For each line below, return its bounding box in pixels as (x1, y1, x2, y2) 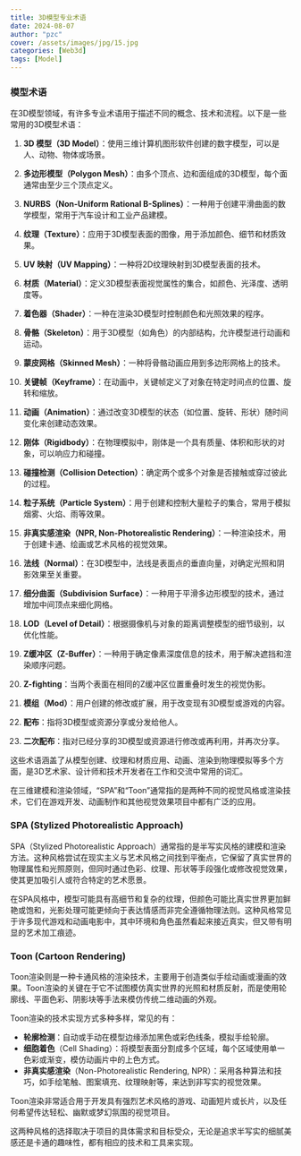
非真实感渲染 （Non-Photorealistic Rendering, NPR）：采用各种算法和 (22, 1065, 275, 1075)
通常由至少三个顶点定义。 (22, 180, 118, 191)
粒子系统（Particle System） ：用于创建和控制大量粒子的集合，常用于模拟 (22, 498, 291, 509)
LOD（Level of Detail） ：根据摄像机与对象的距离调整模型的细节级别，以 (22, 619, 285, 629)
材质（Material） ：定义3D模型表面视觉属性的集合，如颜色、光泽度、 (22, 278, 273, 289)
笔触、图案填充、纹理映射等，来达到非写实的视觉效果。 (62, 1076, 266, 1087)
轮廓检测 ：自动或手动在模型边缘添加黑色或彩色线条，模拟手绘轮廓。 (22, 1032, 274, 1042)
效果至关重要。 (30, 569, 87, 580)
